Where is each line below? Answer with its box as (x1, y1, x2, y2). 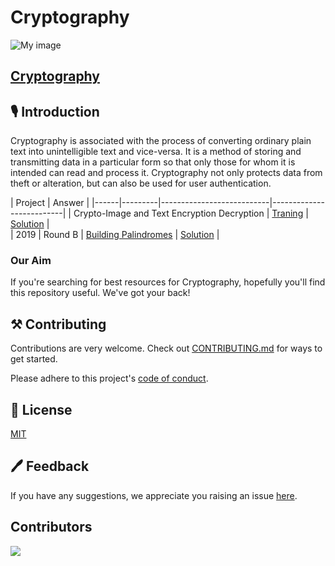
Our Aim (10, 254, 52, 268)
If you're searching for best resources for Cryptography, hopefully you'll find (10, 276, 326, 288)
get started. (10, 353, 58, 365)
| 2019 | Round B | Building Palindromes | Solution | (10, 229, 220, 241)
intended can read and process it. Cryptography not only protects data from (10, 167, 323, 179)
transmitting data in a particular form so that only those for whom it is (10, 156, 296, 168)
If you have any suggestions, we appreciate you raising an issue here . (10, 489, 298, 501)
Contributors (10, 519, 93, 536)
